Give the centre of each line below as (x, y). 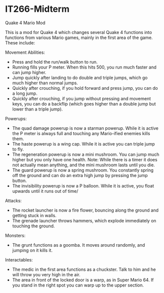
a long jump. (25, 93)
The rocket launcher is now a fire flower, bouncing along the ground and (85, 210)
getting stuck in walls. (34, 215)
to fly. (18, 149)
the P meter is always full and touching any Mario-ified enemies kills (81, 133)
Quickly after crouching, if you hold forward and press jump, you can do (85, 88)
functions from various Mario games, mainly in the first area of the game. (79, 37)
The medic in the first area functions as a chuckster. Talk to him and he (84, 269)
